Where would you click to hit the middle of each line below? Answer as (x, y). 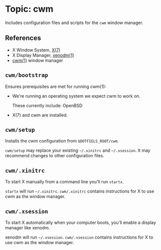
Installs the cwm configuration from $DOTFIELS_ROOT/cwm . (62, 141)
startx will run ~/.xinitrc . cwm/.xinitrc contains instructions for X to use (80, 191)
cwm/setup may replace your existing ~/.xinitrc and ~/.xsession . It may (78, 150)
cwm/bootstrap (27, 75)
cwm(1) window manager (38, 60)
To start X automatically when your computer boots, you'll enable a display (80, 222)
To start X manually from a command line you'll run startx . (65, 182)
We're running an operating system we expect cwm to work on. (76, 96)
